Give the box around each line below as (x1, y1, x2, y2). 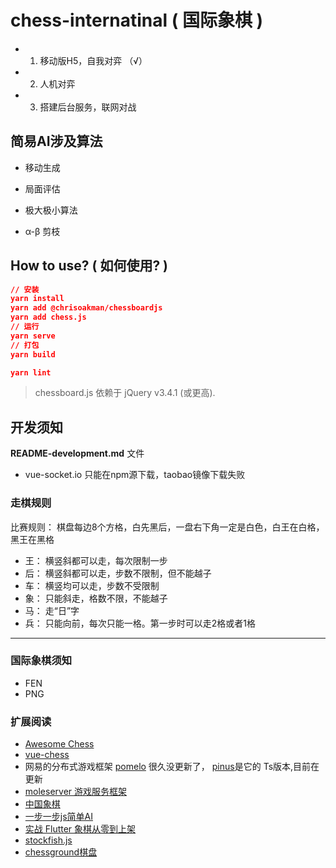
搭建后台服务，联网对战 (39, 101, 137, 113)
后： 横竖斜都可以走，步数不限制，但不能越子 (24, 567, 212, 579)
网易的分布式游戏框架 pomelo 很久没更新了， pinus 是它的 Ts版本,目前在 (24, 761, 320, 773)
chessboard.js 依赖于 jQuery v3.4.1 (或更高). (34, 387, 216, 399)
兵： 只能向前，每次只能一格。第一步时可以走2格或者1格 (24, 617, 256, 629)
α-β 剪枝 (24, 225, 61, 237)
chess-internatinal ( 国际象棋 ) (10, 9, 264, 32)
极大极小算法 (24, 204, 78, 216)
